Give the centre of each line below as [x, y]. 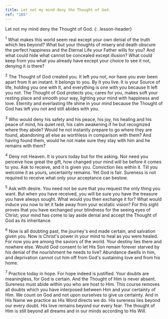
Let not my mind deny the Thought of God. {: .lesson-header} [68, 29]
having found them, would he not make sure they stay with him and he [78, 141]
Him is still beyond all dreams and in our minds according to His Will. [76, 311]
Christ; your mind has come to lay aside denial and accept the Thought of [81, 215]
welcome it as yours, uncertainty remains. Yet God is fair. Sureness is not [81, 173]
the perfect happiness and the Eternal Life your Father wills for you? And [80, 50]
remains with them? [26, 146]
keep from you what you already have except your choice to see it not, [78, 61]
